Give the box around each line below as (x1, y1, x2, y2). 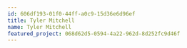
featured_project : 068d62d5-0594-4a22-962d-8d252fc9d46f (7, 30, 181, 37)
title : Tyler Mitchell (7, 17, 75, 24)
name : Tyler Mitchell (7, 23, 72, 30)
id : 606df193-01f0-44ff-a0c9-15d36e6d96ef (7, 10, 136, 18)
